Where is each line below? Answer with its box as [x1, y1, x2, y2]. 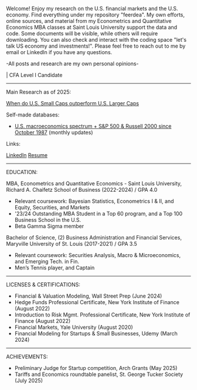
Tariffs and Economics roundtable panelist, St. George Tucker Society [14, 371, 184, 378]
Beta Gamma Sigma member [14, 223, 84, 229]
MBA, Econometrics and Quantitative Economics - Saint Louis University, [6, 180, 182, 187]
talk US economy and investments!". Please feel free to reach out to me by [6, 42, 186, 49]
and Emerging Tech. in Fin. [14, 258, 80, 265]
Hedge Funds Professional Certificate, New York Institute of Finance [14, 299, 180, 305]
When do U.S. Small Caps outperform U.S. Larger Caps [6, 100, 140, 106]
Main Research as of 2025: [6, 88, 72, 95]
